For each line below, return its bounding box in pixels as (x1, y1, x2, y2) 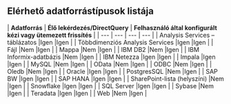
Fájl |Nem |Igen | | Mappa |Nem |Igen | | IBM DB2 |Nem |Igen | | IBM (7, 45, 200, 53)
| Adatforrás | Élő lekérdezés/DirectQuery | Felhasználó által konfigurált (7, 23, 217, 31)
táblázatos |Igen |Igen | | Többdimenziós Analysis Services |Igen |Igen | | (7, 38, 214, 47)
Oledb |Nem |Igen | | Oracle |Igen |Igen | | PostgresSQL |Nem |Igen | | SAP (7, 67, 219, 75)
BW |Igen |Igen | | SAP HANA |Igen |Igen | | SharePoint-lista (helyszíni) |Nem (7, 75, 224, 83)
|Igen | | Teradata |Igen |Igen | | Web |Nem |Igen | (7, 89, 147, 97)
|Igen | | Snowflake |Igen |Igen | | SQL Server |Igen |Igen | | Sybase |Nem (7, 81, 214, 90)
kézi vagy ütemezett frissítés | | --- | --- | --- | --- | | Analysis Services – (7, 31, 215, 39)
